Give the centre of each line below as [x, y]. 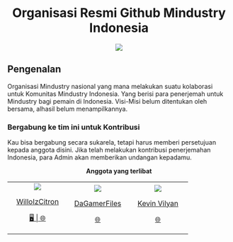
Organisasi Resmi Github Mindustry [119, 13]
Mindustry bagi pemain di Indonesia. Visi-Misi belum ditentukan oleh [107, 101]
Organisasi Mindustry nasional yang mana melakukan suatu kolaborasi [110, 86]
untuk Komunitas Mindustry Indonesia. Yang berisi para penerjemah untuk [115, 94]
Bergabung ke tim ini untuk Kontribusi [74, 127]
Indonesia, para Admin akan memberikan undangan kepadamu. [100, 157]
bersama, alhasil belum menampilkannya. [68, 109]
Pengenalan [34, 69]
